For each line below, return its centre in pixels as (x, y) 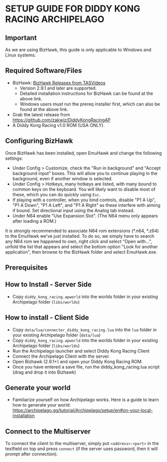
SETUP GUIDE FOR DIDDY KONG (73, 9)
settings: (14, 158)
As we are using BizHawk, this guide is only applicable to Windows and (78, 50)
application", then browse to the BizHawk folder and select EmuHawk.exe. (81, 252)
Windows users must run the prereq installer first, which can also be (90, 104)
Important (21, 38)
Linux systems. (21, 55)
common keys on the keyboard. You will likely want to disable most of (84, 189)
